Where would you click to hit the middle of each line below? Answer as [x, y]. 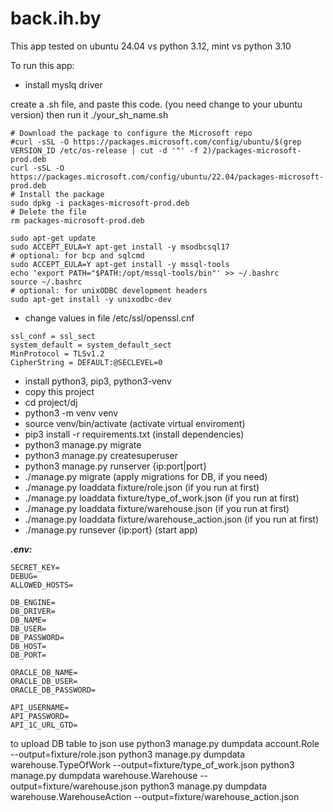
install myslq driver [63, 84]
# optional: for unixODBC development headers [109, 290]
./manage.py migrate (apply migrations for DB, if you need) [146, 476]
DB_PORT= [28, 655]
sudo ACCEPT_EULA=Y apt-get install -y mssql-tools [120, 264]
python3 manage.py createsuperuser [101, 455]
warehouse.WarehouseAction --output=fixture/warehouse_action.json [155, 796]
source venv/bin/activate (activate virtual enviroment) [135, 423]
